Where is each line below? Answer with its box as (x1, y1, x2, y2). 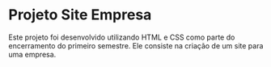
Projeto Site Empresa (8, 6, 152, 24)
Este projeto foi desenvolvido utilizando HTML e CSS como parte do (8, 32, 235, 42)
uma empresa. (8, 49, 57, 59)
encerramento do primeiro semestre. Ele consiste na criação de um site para (8, 40, 264, 50)
